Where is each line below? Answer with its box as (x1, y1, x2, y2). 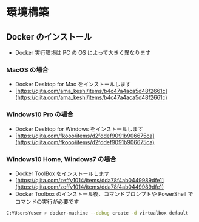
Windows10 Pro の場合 (6, 110, 74, 119)
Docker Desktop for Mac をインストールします (15, 80, 132, 88)
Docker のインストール (6, 32, 92, 42)
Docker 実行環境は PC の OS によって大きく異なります (15, 49, 151, 56)
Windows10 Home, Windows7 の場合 (6, 154, 116, 163)
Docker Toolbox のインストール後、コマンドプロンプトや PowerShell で (15, 190, 194, 198)
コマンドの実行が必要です (15, 198, 79, 205)
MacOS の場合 (6, 65, 49, 74)
